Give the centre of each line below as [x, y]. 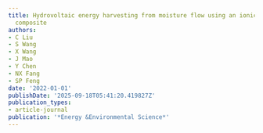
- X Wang [22, 52]
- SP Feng [24, 81]
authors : [22, 30]
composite [31, 23]
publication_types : [40, 102]
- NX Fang [24, 74]
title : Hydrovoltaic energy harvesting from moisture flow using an [122, 15]
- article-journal [38, 110]
